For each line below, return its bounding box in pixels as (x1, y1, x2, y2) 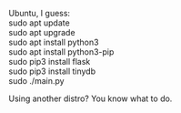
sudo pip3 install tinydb (8, 66, 96, 77)
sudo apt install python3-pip (8, 46, 115, 57)
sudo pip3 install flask (8, 56, 91, 67)
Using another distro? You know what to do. (8, 93, 173, 104)
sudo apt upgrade (8, 27, 75, 37)
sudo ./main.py (8, 76, 65, 86)
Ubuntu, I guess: (8, 8, 70, 18)
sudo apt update (8, 17, 70, 28)
